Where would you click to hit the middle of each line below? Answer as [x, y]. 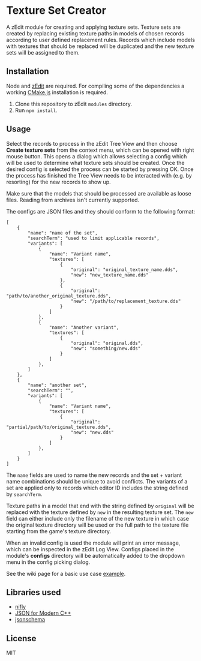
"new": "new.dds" [92, 432]
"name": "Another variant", [84, 328]
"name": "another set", [57, 385]
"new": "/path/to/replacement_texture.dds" [126, 301]
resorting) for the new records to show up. [58, 182]
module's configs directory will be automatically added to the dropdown [95, 555]
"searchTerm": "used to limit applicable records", [94, 238]
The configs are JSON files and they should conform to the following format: [100, 211]
